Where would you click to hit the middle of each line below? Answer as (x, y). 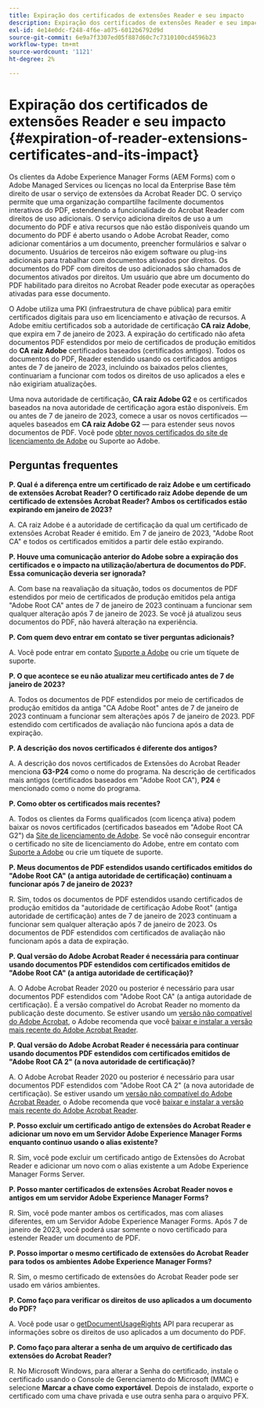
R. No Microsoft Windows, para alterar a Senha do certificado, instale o (124, 1370)
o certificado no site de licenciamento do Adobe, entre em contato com (124, 843)
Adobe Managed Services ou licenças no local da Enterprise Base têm (122, 185)
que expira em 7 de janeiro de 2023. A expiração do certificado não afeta (127, 334)
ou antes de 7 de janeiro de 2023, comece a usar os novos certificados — (128, 415)
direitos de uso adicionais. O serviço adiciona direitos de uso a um (116, 218)
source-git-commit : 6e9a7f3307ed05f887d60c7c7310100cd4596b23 (112, 37)
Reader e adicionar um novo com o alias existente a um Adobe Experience (129, 1165)
